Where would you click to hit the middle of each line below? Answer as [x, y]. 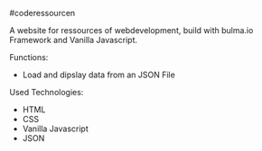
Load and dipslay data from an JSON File [99, 75]
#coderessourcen [42, 13]
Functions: [29, 57]
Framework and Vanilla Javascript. [74, 40]
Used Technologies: [47, 92]
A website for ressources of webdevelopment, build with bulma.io [131, 30]
